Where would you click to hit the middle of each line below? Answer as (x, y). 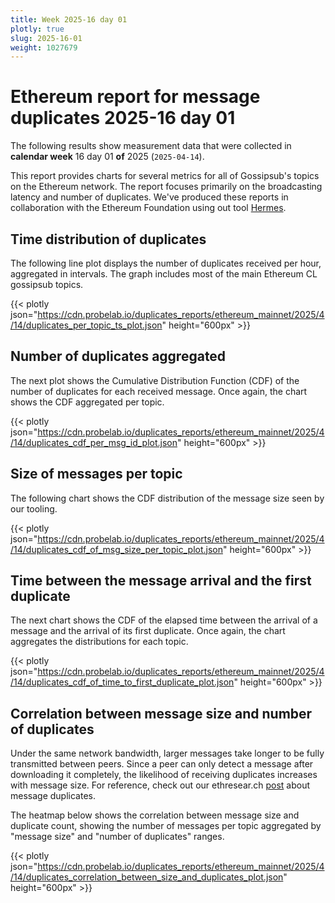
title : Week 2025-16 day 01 (69, 19)
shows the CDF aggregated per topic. (87, 402)
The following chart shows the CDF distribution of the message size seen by (167, 498)
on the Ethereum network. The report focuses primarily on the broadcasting (166, 187)
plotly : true (37, 29)
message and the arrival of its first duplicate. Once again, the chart (148, 631)
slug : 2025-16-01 (46, 38)
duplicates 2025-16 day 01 (123, 118)
